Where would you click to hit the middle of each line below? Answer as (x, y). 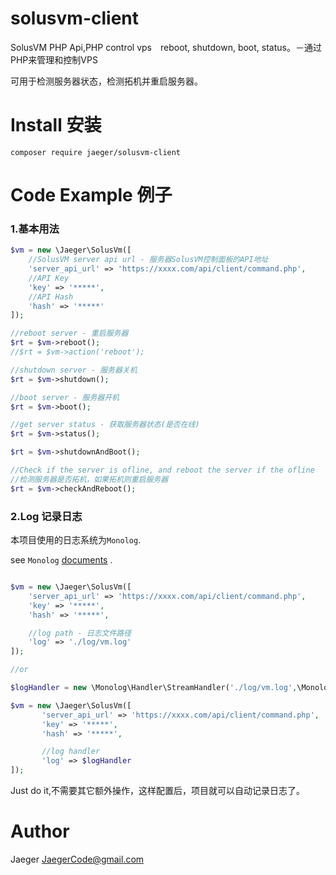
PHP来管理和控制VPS (54, 59)
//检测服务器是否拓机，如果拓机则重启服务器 (89, 479)
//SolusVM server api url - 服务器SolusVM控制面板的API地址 (148, 260)
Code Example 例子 (91, 195)
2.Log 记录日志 (46, 516)
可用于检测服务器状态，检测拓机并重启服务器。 (106, 81)
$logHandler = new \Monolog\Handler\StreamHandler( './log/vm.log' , (154, 688)
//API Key (49, 278)
